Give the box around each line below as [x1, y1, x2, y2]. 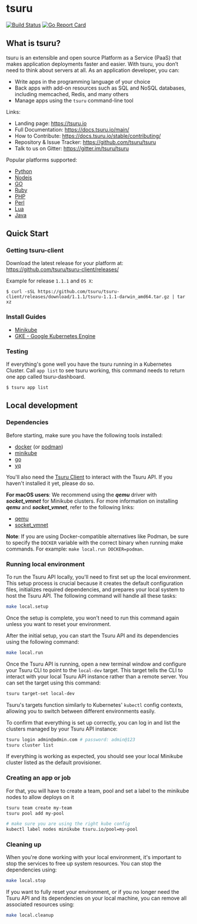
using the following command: [6, 638, 79, 645]
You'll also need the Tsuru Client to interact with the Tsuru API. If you [6, 473, 173, 480]
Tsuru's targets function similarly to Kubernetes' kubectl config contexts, [6, 701, 183, 708]
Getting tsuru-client [6, 247, 64, 255]
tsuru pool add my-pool [6, 810, 65, 816]
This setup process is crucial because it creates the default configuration [6, 580, 183, 587]
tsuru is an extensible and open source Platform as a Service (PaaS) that [6, 54, 182, 61]
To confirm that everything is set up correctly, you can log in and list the [6, 719, 181, 726]
